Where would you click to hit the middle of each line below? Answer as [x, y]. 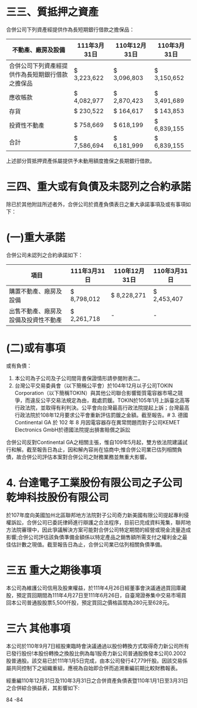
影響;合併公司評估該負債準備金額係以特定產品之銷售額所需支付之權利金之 [94, 537]
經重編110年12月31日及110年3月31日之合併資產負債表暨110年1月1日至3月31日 [97, 680]
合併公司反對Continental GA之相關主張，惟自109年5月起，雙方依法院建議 [94, 442]
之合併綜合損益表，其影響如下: [43, 688]
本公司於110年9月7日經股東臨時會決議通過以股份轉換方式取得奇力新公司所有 [98, 646]
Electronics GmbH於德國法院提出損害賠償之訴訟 [72, 430]
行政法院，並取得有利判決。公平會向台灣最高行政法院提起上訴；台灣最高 [102, 407]
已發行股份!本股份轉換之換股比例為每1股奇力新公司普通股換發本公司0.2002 [96, 653]
